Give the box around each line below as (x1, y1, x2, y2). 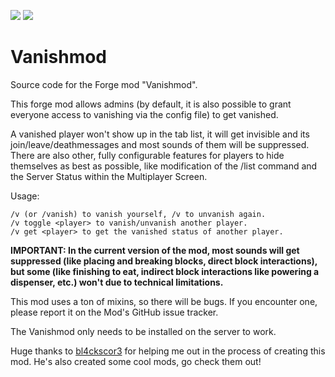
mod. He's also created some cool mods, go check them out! (10, 355, 262, 367)
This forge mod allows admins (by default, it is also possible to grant (10, 98, 292, 110)
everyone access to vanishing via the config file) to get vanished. (10, 108, 279, 120)
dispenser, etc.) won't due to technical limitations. (10, 276, 224, 288)
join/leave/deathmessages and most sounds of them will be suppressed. (10, 138, 310, 150)
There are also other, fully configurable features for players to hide (10, 149, 285, 161)
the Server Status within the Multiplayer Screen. (10, 170, 208, 182)
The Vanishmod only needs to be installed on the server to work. (10, 325, 277, 337)
